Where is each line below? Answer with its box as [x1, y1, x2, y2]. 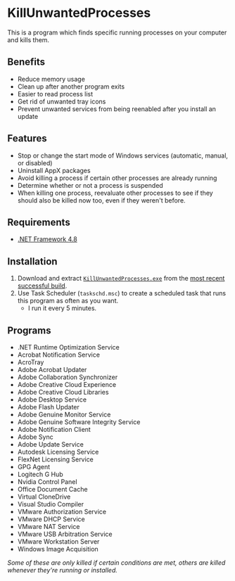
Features [7, 132, 47, 145]
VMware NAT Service [17, 523, 80, 530]
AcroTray [17, 358, 44, 366]
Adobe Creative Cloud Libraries [17, 388, 109, 396]
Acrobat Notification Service [17, 350, 101, 359]
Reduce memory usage [17, 75, 86, 83]
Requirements [7, 216, 70, 228]
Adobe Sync [17, 433, 54, 441]
